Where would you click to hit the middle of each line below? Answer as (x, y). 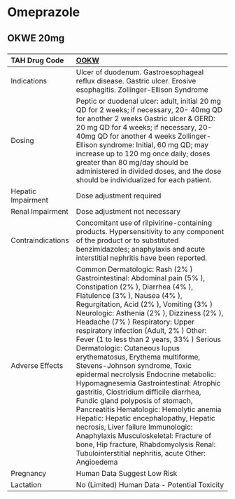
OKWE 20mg (36, 38)
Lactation (26, 484)
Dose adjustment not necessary (128, 211)
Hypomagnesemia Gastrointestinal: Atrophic (148, 383)
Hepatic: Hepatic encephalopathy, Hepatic (145, 418)
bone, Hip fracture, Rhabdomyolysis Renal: (146, 444)
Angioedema (97, 462)
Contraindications (40, 240)
